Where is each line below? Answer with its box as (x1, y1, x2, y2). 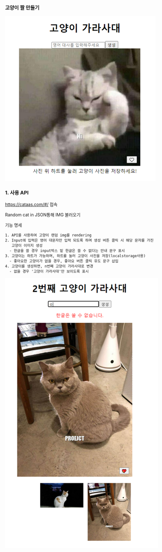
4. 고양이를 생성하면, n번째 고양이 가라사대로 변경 (5, 264, 94, 269)
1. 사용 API (5, 189, 29, 196)
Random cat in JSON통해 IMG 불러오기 (5, 212, 81, 218)
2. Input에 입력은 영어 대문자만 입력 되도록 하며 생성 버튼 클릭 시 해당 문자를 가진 (5, 238, 154, 243)
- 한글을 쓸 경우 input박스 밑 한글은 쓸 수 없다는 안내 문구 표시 (9, 248, 125, 253)
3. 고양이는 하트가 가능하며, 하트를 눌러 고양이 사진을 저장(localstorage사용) (5, 253, 146, 258)
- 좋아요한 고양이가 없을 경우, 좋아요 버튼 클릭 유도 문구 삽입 (9, 258, 119, 263)
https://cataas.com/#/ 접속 (5, 201, 58, 207)
